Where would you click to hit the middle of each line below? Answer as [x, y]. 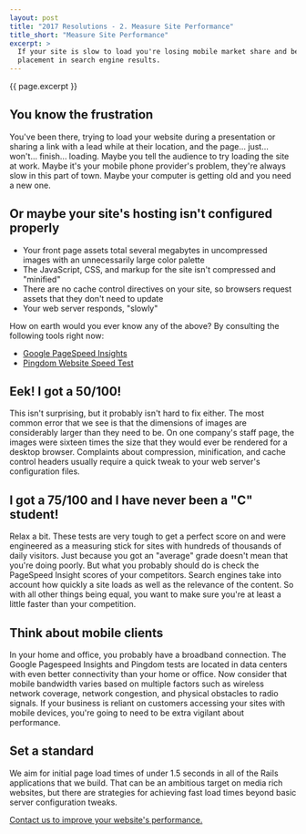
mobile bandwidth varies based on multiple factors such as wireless [137, 684]
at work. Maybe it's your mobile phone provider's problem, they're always [148, 166]
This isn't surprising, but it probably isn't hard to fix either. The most [137, 413]
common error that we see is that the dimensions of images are [128, 423]
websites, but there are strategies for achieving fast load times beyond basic [153, 792]
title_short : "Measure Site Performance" [89, 35]
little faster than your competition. [73, 604]
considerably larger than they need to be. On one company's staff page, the [152, 433]
